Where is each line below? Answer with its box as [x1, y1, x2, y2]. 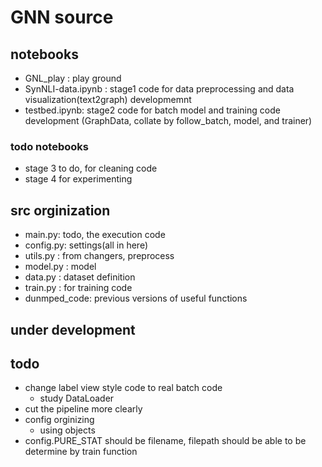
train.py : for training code [24, 282, 133, 294]
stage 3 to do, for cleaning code [24, 162, 158, 175]
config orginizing [24, 414, 95, 426]
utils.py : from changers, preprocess [24, 250, 175, 262]
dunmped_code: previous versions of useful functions [24, 292, 248, 305]
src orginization [10, 202, 111, 219]
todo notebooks [10, 139, 89, 153]
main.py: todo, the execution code [24, 229, 166, 241]
